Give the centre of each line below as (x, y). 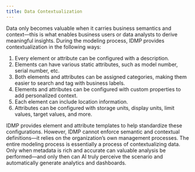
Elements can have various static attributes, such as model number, (96, 64)
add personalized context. (46, 95)
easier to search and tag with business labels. (70, 83)
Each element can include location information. (71, 102)
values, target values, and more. (53, 114)
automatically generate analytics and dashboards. (66, 163)
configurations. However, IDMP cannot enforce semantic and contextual (93, 132)
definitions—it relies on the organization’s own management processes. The (97, 137)
